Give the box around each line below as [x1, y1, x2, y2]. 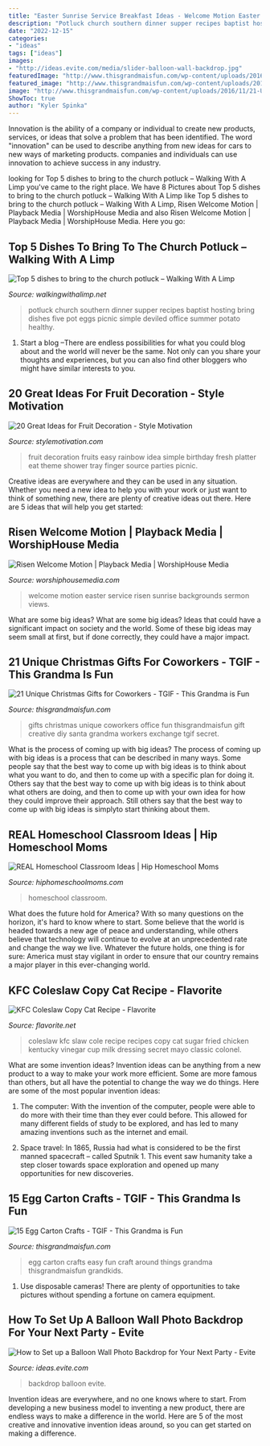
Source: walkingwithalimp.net [8, 289, 107, 299]
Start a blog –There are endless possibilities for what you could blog [19, 338, 246, 347]
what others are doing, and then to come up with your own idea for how [8, 787, 246, 797]
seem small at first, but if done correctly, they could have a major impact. [8, 632, 251, 642]
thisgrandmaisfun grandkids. [27, 1265, 124, 1275]
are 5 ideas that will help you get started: [8, 501, 143, 512]
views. [27, 599, 50, 609]
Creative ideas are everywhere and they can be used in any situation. [8, 476, 238, 486]
